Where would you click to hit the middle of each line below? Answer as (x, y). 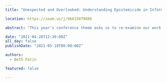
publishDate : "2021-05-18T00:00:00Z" (44, 46)
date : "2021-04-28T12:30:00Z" (37, 37)
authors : (14, 55)
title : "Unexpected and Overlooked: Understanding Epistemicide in (77, 10)
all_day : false (21, 41)
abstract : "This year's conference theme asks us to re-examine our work (83, 28)
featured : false (22, 68)
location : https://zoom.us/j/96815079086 (49, 19)
